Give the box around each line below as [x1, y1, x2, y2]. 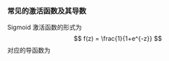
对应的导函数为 [7, 46, 50, 55]
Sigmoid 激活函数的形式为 [7, 23, 82, 32]
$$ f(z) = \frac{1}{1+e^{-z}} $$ [73, 35, 163, 43]
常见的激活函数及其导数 [7, 6, 86, 15]
